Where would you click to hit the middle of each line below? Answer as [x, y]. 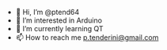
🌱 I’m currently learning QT [60, 29]
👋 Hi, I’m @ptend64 [47, 12]
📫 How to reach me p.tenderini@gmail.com [87, 37]
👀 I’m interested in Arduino [59, 20]
